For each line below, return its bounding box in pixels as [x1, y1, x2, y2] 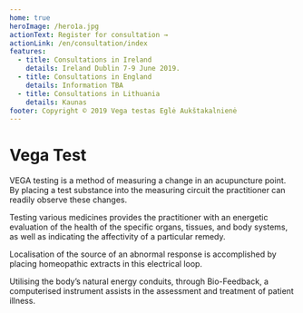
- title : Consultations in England [17, 73, 152, 82]
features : [9, 47, 47, 56]
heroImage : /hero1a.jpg [9, 22, 100, 31]
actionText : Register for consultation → [9, 30, 169, 39]
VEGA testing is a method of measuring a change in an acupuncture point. [9, 175, 287, 186]
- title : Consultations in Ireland [17, 55, 152, 64]
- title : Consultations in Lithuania [17, 89, 161, 98]
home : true [9, 13, 51, 23]
